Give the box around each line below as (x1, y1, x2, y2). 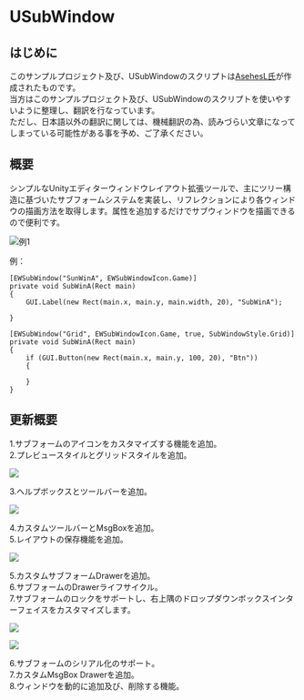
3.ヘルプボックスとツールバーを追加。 (9, 485, 152, 497)
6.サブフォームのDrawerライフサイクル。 (9, 581, 163, 593)
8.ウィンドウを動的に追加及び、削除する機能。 (9, 680, 185, 691)
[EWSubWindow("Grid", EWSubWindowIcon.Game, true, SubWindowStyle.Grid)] (9, 330, 296, 339)
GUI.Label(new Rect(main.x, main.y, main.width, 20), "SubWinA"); (25, 298, 283, 307)
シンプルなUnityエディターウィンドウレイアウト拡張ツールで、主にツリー (9, 182, 284, 193)
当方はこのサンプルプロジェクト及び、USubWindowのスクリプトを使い (9, 94, 276, 104)
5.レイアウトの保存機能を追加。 (9, 533, 128, 544)
